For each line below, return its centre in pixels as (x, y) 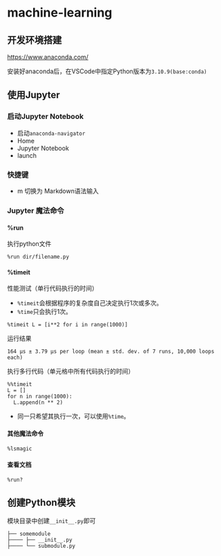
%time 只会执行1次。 (45, 312)
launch (27, 155)
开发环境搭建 (35, 40)
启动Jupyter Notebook (46, 117)
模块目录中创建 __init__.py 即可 (51, 521)
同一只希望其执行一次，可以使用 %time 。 (73, 416)
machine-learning (60, 13)
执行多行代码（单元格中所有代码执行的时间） (71, 371)
